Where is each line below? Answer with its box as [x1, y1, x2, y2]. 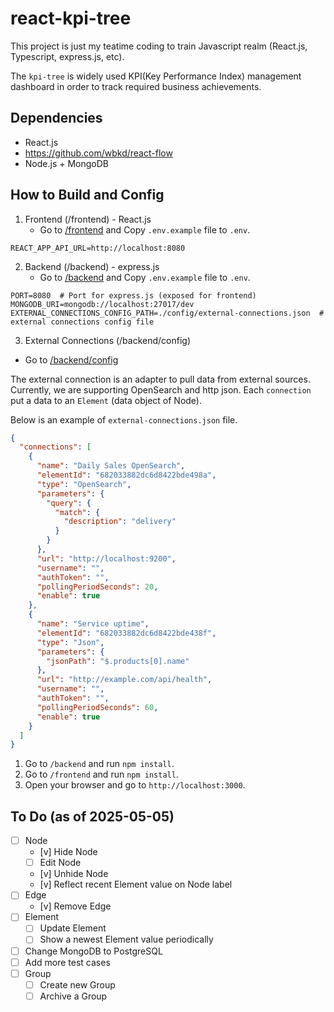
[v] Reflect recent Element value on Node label [39, 878, 233, 891]
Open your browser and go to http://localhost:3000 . [24, 779, 246, 791]
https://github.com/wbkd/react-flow [24, 147, 173, 159]
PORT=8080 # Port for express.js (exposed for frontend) [10, 290, 257, 301]
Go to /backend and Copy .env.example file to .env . [39, 271, 251, 283]
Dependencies [10, 110, 103, 127]
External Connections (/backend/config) [24, 334, 192, 346]
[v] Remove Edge [39, 900, 112, 912]
